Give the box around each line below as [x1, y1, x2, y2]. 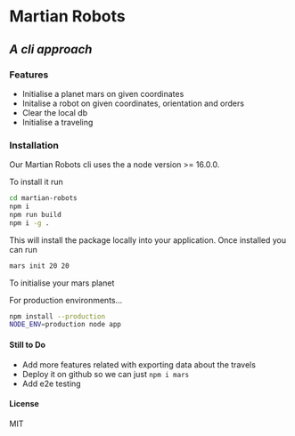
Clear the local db [21, 107, 87, 117]
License [9, 399, 40, 409]
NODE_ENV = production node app [9, 320, 122, 329]
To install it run [9, 176, 64, 188]
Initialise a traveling [21, 117, 94, 127]
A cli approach [9, 42, 93, 57]
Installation [9, 139, 60, 151]
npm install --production [9, 311, 105, 321]
